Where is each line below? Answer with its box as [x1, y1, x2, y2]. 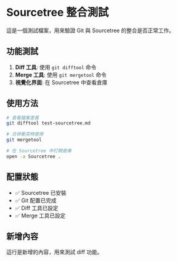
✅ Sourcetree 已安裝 [15, 189, 67, 196]
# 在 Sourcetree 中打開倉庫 [6, 148, 72, 154]
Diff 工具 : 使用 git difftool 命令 [15, 63, 97, 70]
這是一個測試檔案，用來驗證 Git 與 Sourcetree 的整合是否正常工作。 [6, 27, 175, 34]
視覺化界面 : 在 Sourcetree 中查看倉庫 [15, 78, 108, 86]
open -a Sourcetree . [6, 153, 61, 160]
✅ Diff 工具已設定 [15, 204, 59, 211]
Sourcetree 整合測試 [6, 5, 109, 19]
